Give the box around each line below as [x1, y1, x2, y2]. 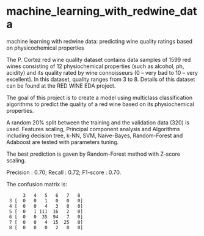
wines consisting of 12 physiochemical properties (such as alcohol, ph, [6, 63, 184, 70]
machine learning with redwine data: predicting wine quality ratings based [6, 37, 193, 45]
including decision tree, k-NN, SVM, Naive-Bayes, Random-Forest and [6, 132, 183, 139]
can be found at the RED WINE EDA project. [6, 82, 116, 89]
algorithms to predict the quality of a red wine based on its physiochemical [6, 100, 194, 108]
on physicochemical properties [6, 44, 84, 51]
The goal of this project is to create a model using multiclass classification [6, 94, 193, 101]
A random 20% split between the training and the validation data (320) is [6, 118, 190, 126]
